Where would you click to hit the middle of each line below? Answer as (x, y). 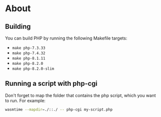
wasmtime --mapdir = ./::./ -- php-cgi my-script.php (59, 109)
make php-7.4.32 (29, 53)
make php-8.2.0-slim (33, 69)
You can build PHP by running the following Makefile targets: (66, 38)
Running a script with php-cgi (51, 84)
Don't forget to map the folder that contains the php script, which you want (80, 95)
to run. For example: (25, 100)
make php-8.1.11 (29, 58)
